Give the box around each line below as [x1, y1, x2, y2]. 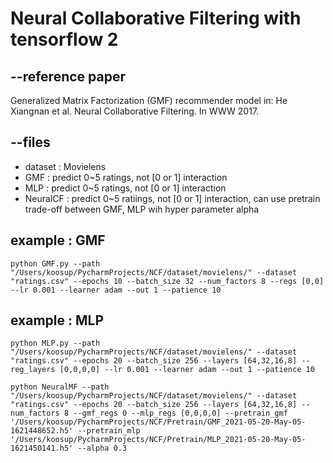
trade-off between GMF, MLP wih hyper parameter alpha [24, 203, 260, 215]
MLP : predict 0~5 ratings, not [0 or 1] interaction [24, 182, 227, 194]
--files [10, 134, 51, 151]
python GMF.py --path [10, 258, 101, 269]
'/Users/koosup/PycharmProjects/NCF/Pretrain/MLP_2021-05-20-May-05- [10, 435, 307, 445]
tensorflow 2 [10, 28, 119, 51]
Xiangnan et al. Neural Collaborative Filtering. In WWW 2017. [10, 105, 260, 117]
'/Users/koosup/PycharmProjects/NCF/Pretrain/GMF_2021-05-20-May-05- [10, 417, 307, 427]
